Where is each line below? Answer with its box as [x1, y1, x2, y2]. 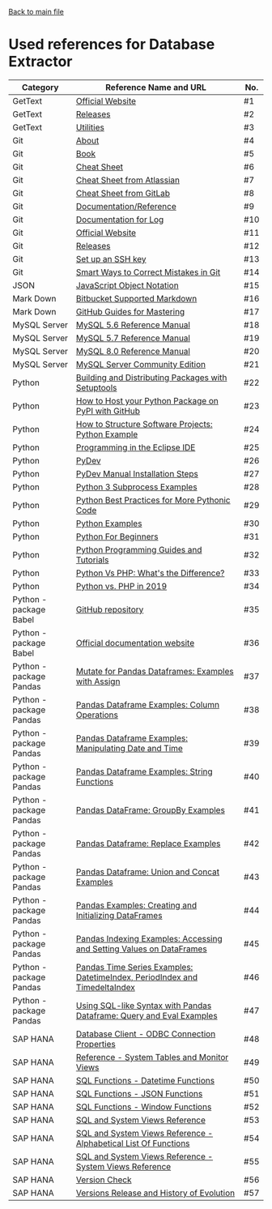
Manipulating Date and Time [75, 742, 184, 754]
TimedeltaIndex [75, 981, 135, 993]
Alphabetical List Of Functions [75, 1138, 190, 1149]
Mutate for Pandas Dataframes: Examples [75, 665, 234, 677]
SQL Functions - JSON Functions [75, 1087, 203, 1099]
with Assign [75, 676, 121, 687]
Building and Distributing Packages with [75, 372, 227, 383]
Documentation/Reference [75, 200, 176, 211]
